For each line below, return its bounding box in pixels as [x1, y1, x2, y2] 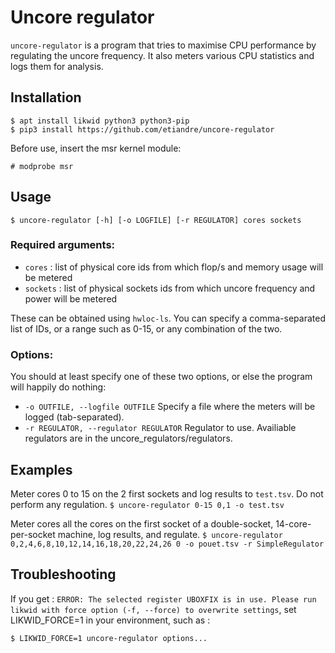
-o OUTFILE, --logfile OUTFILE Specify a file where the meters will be [24, 401, 316, 413]
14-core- [275, 517, 312, 530]
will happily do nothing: [10, 381, 107, 393]
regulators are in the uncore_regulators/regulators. [24, 432, 233, 445]
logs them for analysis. [10, 60, 104, 72]
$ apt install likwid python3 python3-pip [10, 116, 190, 126]
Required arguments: [10, 238, 116, 252]
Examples [10, 461, 73, 478]
